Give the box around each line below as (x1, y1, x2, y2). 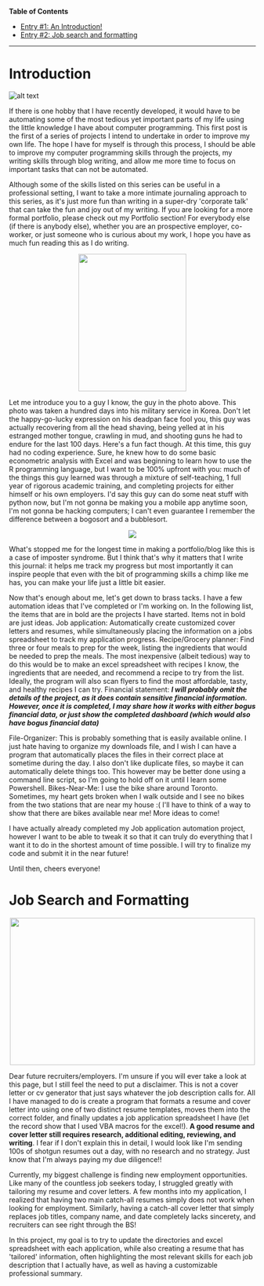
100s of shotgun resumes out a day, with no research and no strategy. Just (9, 1146, 251, 1156)
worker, (9, 229, 34, 239)
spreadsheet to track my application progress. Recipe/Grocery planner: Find (9, 634, 255, 644)
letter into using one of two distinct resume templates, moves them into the (9, 1105, 251, 1114)
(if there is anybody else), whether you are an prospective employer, (9, 221, 230, 231)
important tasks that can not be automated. (9, 164, 148, 174)
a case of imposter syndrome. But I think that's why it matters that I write (9, 553, 244, 562)
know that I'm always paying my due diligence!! (9, 1154, 162, 1164)
